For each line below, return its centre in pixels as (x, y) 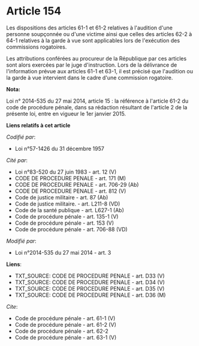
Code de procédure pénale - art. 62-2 (62, 331)
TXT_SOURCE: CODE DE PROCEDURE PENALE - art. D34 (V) (90, 282)
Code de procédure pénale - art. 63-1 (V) (66, 337)
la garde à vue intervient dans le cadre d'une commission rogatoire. (90, 77)
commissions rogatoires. (37, 47)
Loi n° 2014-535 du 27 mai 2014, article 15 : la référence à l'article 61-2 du (97, 101)
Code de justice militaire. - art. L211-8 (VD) (67, 204)
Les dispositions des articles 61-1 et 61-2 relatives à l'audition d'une (89, 28)
